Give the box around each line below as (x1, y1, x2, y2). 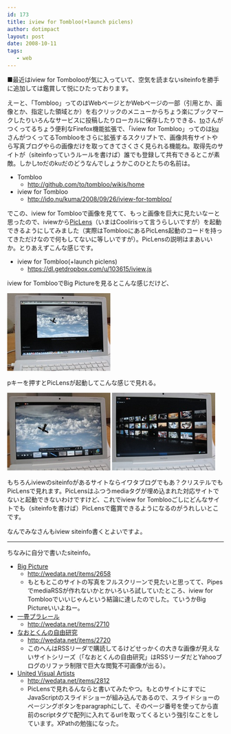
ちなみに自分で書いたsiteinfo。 (7, 548, 95, 557)
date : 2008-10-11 (7, 40, 57, 48)
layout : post (7, 33, 45, 40)
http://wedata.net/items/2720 (27, 635, 111, 644)
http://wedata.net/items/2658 (27, 569, 111, 577)
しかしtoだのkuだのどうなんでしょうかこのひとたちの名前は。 (19, 159, 194, 167)
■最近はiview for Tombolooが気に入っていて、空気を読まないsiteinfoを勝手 (7, 75, 220, 83)
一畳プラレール (16, 612, 60, 620)
